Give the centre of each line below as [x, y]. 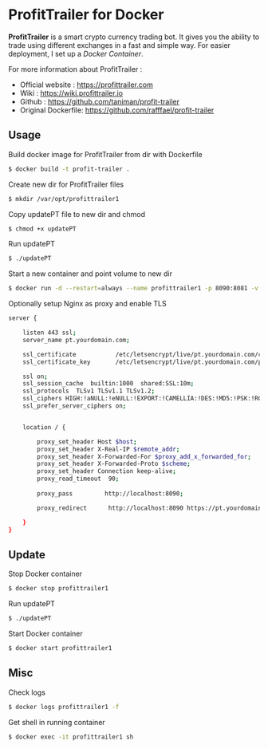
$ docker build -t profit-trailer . [69, 169]
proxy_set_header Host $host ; [87, 442]
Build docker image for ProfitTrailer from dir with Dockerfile [105, 154]
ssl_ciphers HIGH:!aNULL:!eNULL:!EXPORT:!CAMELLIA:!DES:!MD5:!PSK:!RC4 [144, 399]
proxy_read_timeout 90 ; [78, 479]
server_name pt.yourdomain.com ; [76, 340]
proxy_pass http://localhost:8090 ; [110, 493]
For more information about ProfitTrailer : [75, 69]
